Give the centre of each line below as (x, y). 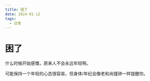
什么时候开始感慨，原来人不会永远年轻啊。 (48, 63)
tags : (11, 19)
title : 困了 (16, 10)
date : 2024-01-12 (23, 14)
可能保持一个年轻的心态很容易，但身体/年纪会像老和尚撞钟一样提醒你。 (76, 74)
